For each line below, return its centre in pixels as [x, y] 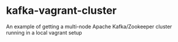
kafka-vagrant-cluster [61, 11]
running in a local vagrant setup [44, 32]
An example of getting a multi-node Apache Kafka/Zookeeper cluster [89, 26]
